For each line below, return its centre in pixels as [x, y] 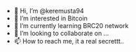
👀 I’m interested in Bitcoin [50, 18]
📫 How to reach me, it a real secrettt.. [69, 41]
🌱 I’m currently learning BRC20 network [71, 26]
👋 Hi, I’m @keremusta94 [49, 11]
